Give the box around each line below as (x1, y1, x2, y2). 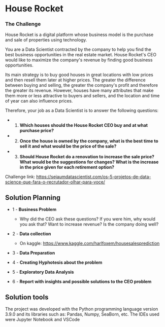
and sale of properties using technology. (5, 37, 87, 43)
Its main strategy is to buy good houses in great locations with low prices (5, 72, 154, 78)
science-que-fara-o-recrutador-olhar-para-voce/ (5, 179, 105, 185)
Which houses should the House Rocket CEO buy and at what (19, 122, 148, 128)
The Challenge (5, 21, 41, 28)
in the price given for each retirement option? (19, 164, 115, 170)
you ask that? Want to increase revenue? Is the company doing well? (19, 221, 159, 227)
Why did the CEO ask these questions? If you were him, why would (19, 216, 156, 222)
